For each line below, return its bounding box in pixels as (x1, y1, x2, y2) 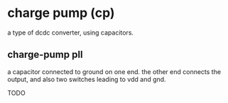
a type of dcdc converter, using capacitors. (7, 28, 134, 37)
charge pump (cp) (7, 5, 115, 21)
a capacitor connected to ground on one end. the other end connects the (7, 67, 222, 75)
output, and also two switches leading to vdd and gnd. (7, 75, 166, 83)
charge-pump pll (7, 49, 83, 61)
